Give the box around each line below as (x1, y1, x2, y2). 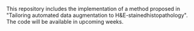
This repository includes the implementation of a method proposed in (6, 5, 181, 12)
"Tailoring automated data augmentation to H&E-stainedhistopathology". (6, 12, 188, 19)
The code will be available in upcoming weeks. (6, 18, 124, 25)
